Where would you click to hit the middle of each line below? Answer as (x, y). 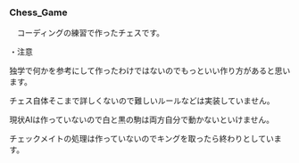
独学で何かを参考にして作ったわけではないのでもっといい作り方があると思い (150, 71)
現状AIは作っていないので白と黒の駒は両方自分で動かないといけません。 (142, 120)
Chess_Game (38, 12)
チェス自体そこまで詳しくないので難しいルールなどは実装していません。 (142, 101)
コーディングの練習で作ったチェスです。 (91, 33)
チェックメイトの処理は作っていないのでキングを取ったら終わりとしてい (141, 139)
